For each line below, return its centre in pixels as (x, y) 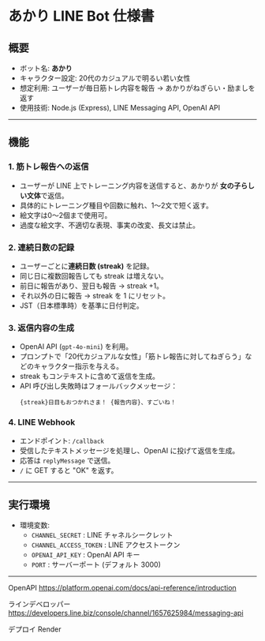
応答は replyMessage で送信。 (67, 460)
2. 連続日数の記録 (41, 247)
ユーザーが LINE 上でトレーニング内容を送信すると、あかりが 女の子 (130, 186)
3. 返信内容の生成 (41, 328)
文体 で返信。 (47, 195)
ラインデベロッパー (39, 604)
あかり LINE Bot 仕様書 (81, 16)
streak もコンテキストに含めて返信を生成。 (90, 377)
